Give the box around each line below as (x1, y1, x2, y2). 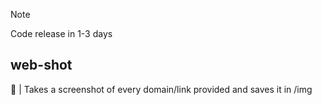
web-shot (10, 57, 73, 74)
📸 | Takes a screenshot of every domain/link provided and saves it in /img (10, 83, 313, 95)
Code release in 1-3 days (10, 28, 113, 39)
